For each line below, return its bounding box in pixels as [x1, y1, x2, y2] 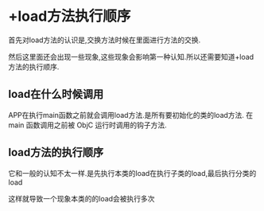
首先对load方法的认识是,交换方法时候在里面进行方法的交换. [8, 35, 201, 45]
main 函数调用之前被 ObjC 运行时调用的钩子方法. [8, 120, 167, 130]
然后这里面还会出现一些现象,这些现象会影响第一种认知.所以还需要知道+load [8, 52, 254, 61]
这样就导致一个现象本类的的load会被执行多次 [8, 193, 155, 203]
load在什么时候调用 [8, 88, 104, 101]
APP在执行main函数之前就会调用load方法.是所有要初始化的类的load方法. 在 [8, 110, 254, 119]
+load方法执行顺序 [8, 7, 131, 25]
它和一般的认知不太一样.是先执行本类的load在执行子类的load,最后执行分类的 [8, 168, 257, 178]
